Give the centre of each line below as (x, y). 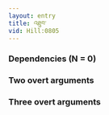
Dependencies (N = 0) (52, 59)
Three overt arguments (55, 102)
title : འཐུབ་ (27, 23)
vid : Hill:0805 (34, 31)
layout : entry (32, 16)
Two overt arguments (51, 80)
